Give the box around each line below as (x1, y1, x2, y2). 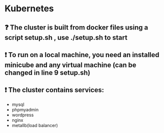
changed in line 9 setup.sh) (4, 68, 91, 77)
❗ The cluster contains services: (4, 86, 104, 94)
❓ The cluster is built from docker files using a (4, 23, 149, 32)
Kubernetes (4, 3, 54, 14)
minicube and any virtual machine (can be (4, 61, 137, 69)
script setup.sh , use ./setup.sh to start (4, 33, 128, 42)
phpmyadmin (11, 106, 39, 112)
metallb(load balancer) (11, 122, 58, 128)
